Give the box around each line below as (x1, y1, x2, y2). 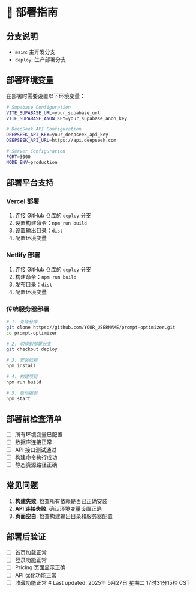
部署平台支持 (6, 178, 54, 188)
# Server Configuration (6, 148, 66, 154)
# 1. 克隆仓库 (6, 319, 38, 325)
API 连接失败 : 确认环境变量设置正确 (14, 505, 102, 512)
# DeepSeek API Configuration (6, 126, 82, 132)
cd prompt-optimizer (6, 330, 58, 336)
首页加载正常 (14, 549, 47, 556)
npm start (6, 395, 31, 401)
